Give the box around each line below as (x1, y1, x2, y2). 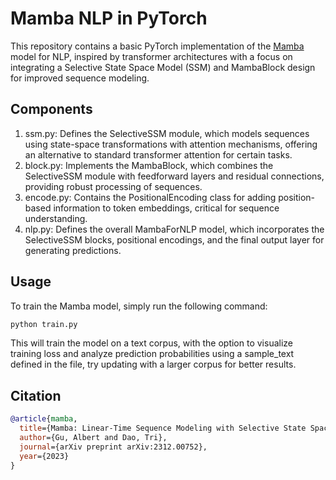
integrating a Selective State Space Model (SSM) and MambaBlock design (10, 61, 316, 73)
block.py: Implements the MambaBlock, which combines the (24, 159, 274, 171)
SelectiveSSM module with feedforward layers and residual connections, (24, 170, 325, 182)
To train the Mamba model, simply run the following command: (10, 300, 268, 312)
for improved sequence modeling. (10, 72, 150, 84)
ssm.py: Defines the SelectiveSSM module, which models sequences (24, 127, 310, 139)
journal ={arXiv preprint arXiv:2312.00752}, (19, 442, 208, 452)
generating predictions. (24, 244, 122, 256)
